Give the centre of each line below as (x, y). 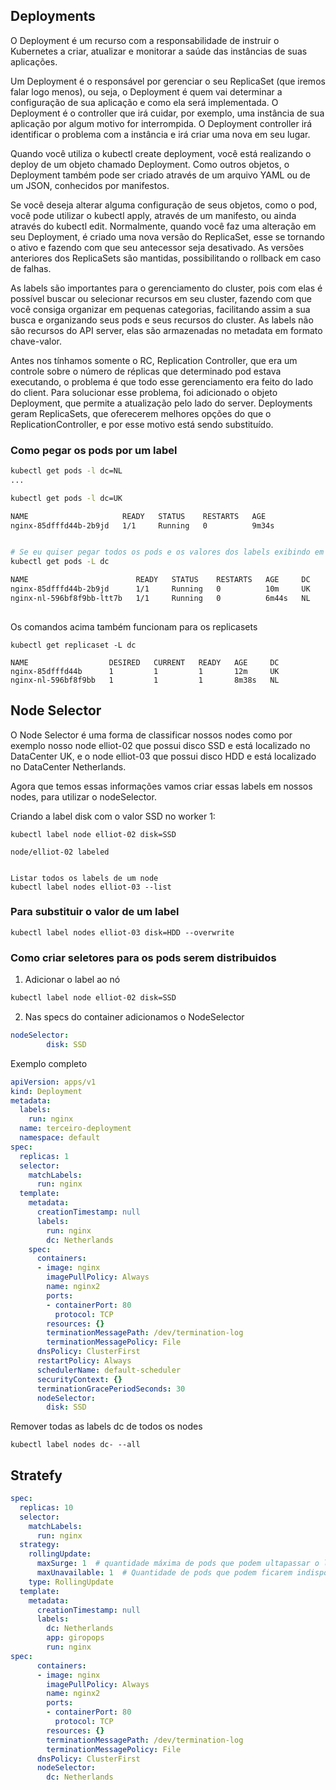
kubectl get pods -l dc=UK (66, 498)
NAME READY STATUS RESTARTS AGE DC (160, 580)
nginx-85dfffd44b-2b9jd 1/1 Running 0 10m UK (160, 589)
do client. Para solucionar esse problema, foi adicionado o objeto (144, 392)
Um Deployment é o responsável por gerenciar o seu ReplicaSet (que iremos (168, 81)
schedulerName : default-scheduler (109, 1370)
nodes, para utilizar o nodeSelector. (83, 796)
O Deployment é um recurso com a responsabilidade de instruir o (145, 40)
